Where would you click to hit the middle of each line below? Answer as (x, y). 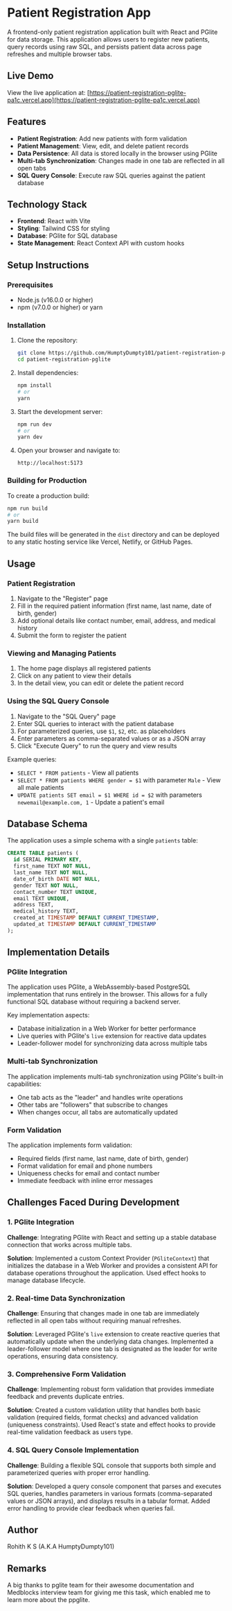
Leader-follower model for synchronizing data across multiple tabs (112, 1043)
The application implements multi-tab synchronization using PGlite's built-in (115, 1076)
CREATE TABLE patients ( (43, 853)
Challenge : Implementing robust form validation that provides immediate (111, 1389)
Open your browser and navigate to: (69, 450)
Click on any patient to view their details (74, 676)
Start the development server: (60, 411)
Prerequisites (30, 284)
